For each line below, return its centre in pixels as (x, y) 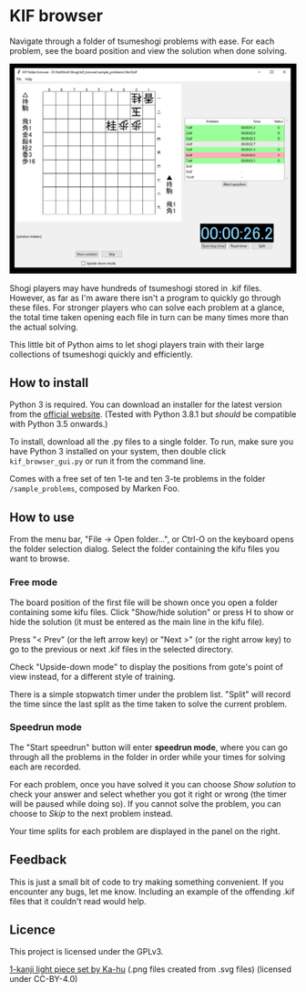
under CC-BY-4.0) (44, 979)
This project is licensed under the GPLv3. (87, 952)
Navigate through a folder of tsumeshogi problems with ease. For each (142, 41)
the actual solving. (44, 327)
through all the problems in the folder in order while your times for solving (148, 757)
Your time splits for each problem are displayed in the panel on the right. (145, 830)
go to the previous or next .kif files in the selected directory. (122, 649)
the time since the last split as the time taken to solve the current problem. (148, 704)
